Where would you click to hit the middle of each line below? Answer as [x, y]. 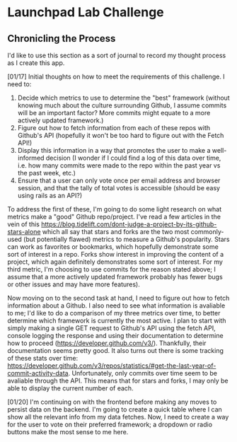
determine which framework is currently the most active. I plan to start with [117, 320]
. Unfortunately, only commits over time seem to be [143, 373]
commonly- [207, 232]
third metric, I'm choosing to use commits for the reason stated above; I [111, 269]
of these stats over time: [43, 358]
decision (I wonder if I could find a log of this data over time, [133, 158]
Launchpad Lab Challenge [86, 12]
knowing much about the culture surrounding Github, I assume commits [122, 105]
